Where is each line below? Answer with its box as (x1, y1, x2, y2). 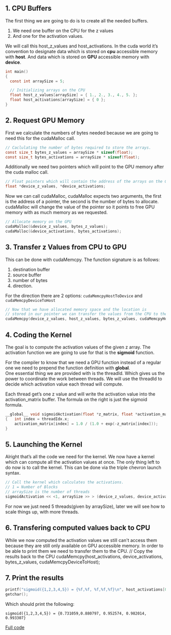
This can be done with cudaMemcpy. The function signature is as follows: (5, 256, 160, 263)
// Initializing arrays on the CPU (10, 88, 85, 93)
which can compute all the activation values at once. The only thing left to (5, 459, 160, 465)
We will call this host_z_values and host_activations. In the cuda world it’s (5, 43, 158, 49)
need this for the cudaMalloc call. (5, 135, 75, 141)
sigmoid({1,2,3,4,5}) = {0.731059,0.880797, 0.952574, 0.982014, (5, 611, 147, 616)
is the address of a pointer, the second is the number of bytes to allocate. (5, 199, 159, 205)
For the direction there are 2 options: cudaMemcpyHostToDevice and (5, 292, 142, 298)
